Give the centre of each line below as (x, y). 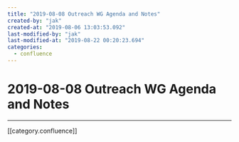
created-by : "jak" (34, 21)
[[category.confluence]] (42, 131)
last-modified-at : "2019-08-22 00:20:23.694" (76, 41)
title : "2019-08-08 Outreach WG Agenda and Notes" (84, 14)
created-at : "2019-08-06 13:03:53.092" (67, 27)
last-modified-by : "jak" (44, 34)
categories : (25, 47)
